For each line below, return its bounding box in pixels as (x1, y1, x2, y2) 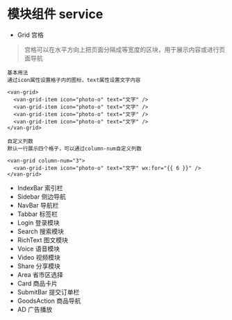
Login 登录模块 (17, 218, 60, 226)
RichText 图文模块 (17, 235, 68, 244)
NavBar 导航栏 (17, 201, 59, 209)
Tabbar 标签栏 (17, 210, 58, 218)
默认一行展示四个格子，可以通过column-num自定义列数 (7, 145, 142, 152)
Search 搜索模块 (17, 227, 65, 235)
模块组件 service (7, 6, 103, 22)
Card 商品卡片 (17, 279, 58, 287)
